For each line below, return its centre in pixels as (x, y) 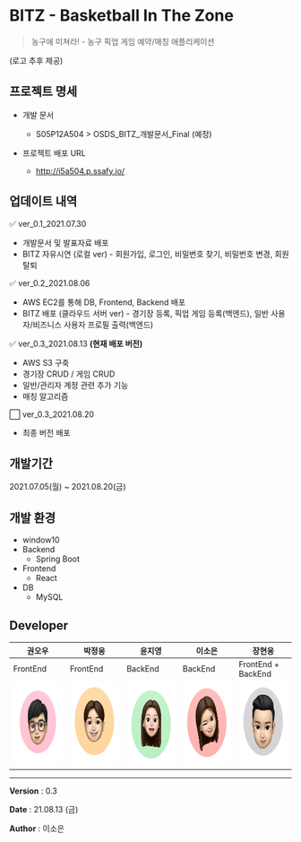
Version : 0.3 (34, 791)
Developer (39, 625)
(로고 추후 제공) (36, 60)
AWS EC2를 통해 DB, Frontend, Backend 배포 (104, 302)
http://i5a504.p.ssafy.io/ (80, 170)
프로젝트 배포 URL (54, 152)
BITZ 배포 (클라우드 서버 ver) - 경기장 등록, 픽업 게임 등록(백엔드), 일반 (145, 313)
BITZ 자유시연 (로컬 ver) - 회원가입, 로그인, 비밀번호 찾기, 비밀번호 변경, (147, 254)
